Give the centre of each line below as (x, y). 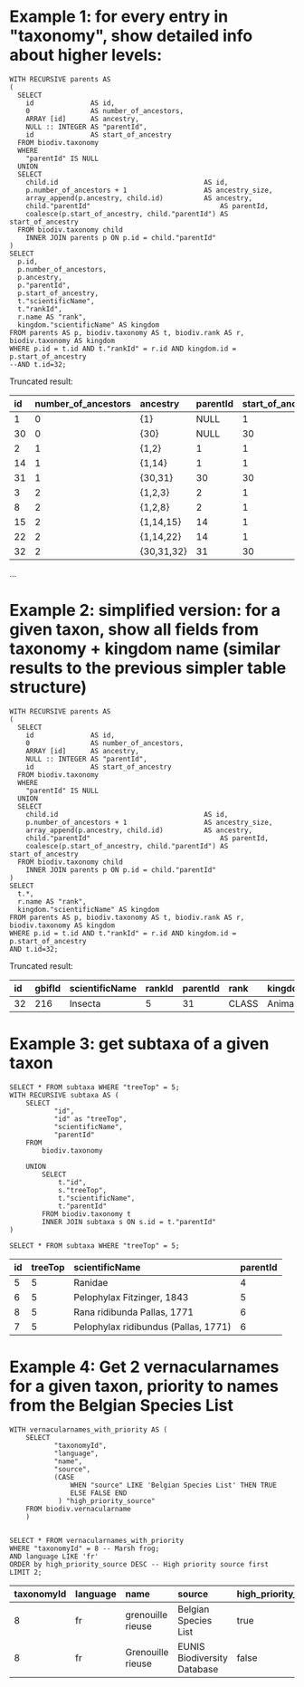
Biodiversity (203, 1657)
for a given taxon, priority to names (144, 1386)
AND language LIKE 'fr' (54, 1556)
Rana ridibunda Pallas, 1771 (134, 1312)
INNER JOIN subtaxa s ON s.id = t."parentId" (129, 1222)
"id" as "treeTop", (90, 1119)
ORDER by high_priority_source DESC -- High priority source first (139, 1564)
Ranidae (91, 1282)
